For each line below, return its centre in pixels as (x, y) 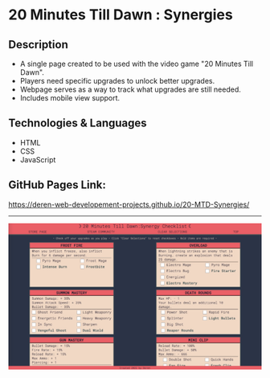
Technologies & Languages (78, 123)
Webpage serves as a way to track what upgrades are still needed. (130, 89)
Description (38, 45)
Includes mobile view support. (70, 98)
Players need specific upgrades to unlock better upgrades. (117, 81)
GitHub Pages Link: (57, 185)
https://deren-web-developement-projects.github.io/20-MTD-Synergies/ (129, 204)
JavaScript (38, 159)
